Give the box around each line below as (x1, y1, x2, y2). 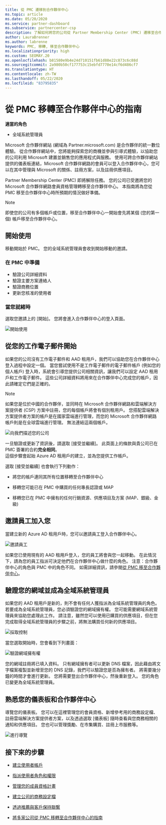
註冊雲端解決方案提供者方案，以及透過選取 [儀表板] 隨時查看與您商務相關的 (5, 715, 158, 722)
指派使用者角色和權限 (12, 773, 56, 779)
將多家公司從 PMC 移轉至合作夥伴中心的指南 (12, 815, 103, 821)
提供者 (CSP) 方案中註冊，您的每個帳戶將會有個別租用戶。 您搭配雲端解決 (9, 407, 160, 413)
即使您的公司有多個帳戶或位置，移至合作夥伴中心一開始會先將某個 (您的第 (5, 210, 156, 216)
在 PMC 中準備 (5, 259, 40, 266)
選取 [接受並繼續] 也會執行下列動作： (5, 463, 81, 469)
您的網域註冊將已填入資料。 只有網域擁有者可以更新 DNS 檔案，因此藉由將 (5, 661, 157, 667)
